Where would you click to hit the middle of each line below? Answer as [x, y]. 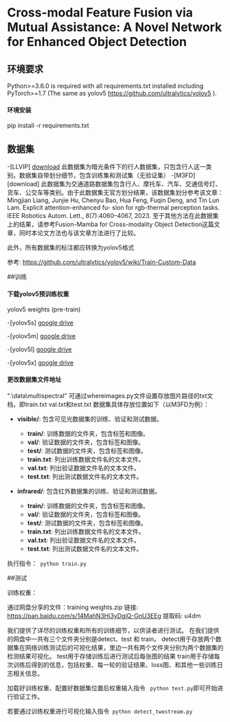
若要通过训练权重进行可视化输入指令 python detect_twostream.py [100, 711]
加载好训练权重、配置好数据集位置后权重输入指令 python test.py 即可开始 [112, 688]
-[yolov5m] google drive [42, 336]
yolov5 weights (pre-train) [44, 309]
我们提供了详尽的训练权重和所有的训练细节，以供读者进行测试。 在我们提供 [113, 631]
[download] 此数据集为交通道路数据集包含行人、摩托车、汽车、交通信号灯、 [114, 184]
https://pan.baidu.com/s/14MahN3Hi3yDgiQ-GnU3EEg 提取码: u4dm [104, 616]
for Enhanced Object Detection [97, 42]
